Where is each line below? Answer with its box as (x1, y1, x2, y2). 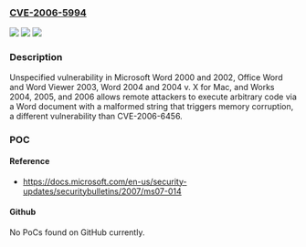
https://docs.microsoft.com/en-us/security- (22, 176, 187, 187)
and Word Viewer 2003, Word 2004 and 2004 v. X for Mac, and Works (9, 81, 275, 92)
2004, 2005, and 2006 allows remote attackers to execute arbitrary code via (9, 91, 297, 102)
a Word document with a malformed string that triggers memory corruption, (9, 100, 294, 111)
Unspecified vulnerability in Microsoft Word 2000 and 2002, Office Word (9, 71, 283, 83)
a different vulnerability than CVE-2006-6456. (9, 110, 183, 121)
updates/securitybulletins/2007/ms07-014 (22, 185, 183, 197)
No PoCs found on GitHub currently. (9, 226, 145, 238)
